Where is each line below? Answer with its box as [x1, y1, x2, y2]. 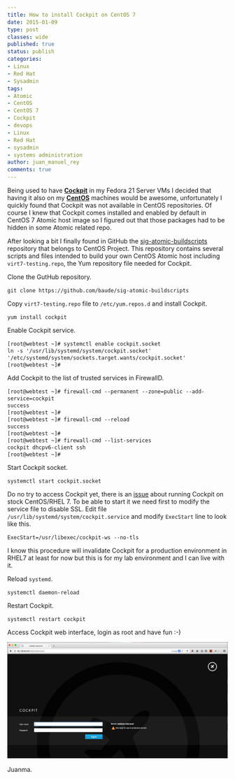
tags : [7, 85, 23, 92]
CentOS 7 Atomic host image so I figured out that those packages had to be [7, 216, 225, 224]
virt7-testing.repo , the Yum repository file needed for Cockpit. [7, 259, 192, 267]
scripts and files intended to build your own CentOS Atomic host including [7, 252, 220, 260]
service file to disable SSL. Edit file [7, 505, 107, 513]
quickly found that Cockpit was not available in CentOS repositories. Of [7, 201, 212, 209]
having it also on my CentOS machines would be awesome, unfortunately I [7, 194, 222, 202]
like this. [7, 520, 31, 528]
